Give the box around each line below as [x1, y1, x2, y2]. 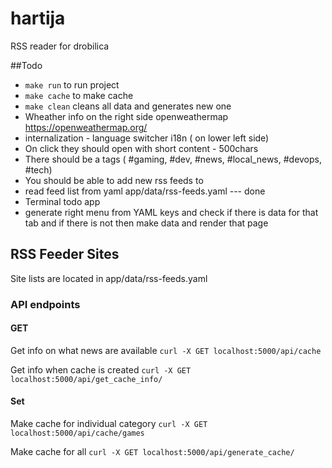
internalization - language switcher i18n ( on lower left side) [24, 132, 270, 144]
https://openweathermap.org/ [24, 121, 148, 133]
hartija [10, 7, 66, 30]
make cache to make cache [24, 89, 134, 101]
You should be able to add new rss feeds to [24, 174, 204, 186]
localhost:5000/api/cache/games [10, 428, 145, 439]
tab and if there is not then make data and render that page [24, 217, 269, 229]
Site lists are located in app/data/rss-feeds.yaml [10, 272, 208, 284]
